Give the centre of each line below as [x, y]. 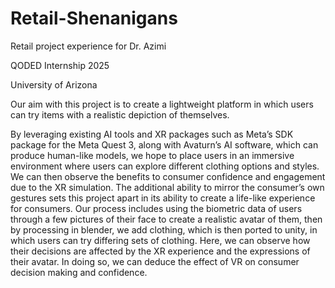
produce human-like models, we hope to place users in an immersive [152, 155]
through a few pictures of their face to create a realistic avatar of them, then [166, 219]
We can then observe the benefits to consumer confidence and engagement [168, 176]
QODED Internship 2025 [60, 65]
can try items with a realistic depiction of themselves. [120, 114]
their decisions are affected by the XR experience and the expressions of [160, 251]
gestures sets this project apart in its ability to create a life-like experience [163, 198]
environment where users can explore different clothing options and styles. [165, 166]
